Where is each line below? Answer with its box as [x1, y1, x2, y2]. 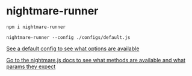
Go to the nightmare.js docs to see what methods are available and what [6, 56, 185, 63]
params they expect [6, 63, 56, 70]
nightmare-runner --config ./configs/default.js [6, 34, 131, 40]
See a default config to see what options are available [6, 45, 140, 52]
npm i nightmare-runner [6, 24, 66, 30]
